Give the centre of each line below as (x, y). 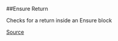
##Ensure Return (27, 9)
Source (15, 32)
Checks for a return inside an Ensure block (59, 20)
